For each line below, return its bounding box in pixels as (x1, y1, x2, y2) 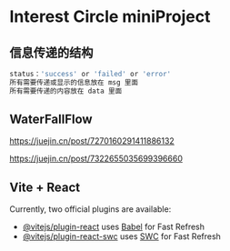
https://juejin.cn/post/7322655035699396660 (9, 153, 184, 165)
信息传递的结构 (9, 45, 94, 60)
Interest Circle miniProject (9, 6, 211, 27)
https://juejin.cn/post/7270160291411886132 (9, 136, 175, 146)
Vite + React (9, 179, 81, 195)
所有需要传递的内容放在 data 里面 (9, 86, 123, 95)
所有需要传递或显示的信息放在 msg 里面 (9, 77, 139, 87)
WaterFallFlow (9, 112, 93, 127)
